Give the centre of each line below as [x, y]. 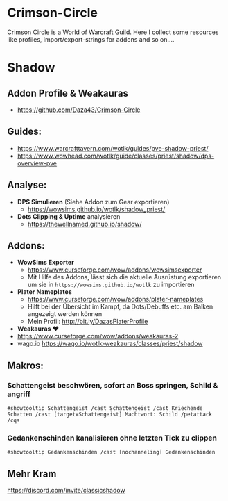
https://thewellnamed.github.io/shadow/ [85, 224]
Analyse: [27, 185]
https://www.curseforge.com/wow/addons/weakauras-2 [98, 336]
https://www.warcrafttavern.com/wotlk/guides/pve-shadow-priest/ [113, 148]
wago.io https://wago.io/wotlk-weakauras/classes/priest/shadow [110, 344]
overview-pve [37, 163]
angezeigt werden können [65, 314]
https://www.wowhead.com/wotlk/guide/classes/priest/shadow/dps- [116, 156]
